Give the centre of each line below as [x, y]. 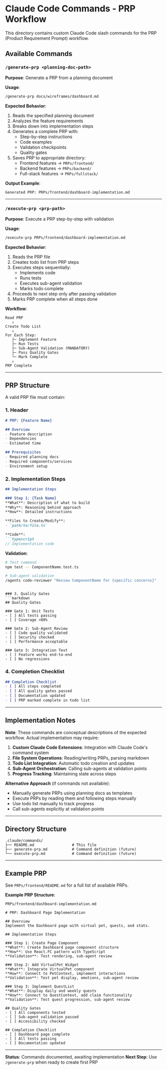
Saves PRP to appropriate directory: [49, 157]
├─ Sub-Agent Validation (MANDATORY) [51, 348]
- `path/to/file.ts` [27, 526]
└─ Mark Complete [30, 357]
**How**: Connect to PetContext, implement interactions [65, 974]
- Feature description [29, 434]
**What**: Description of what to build [48, 503]
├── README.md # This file [51, 845]
